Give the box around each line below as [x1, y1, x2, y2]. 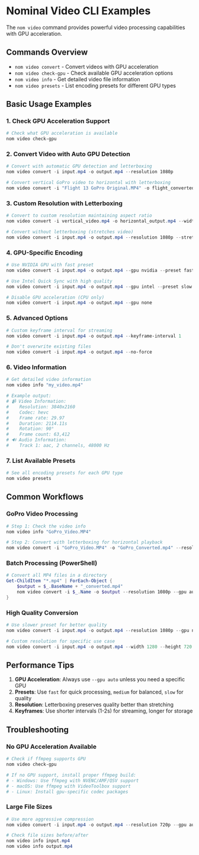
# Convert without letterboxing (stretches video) [6, 229, 134, 235]
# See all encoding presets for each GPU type [6, 470, 123, 476]
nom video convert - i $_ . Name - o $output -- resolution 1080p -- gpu [17, 589, 187, 595]
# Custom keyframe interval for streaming [6, 328, 113, 333]
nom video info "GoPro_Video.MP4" [6, 529, 92, 535]
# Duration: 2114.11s [6, 420, 68, 427]
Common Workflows [6, 492, 84, 502]
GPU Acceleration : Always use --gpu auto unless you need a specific [14, 676, 185, 683]
